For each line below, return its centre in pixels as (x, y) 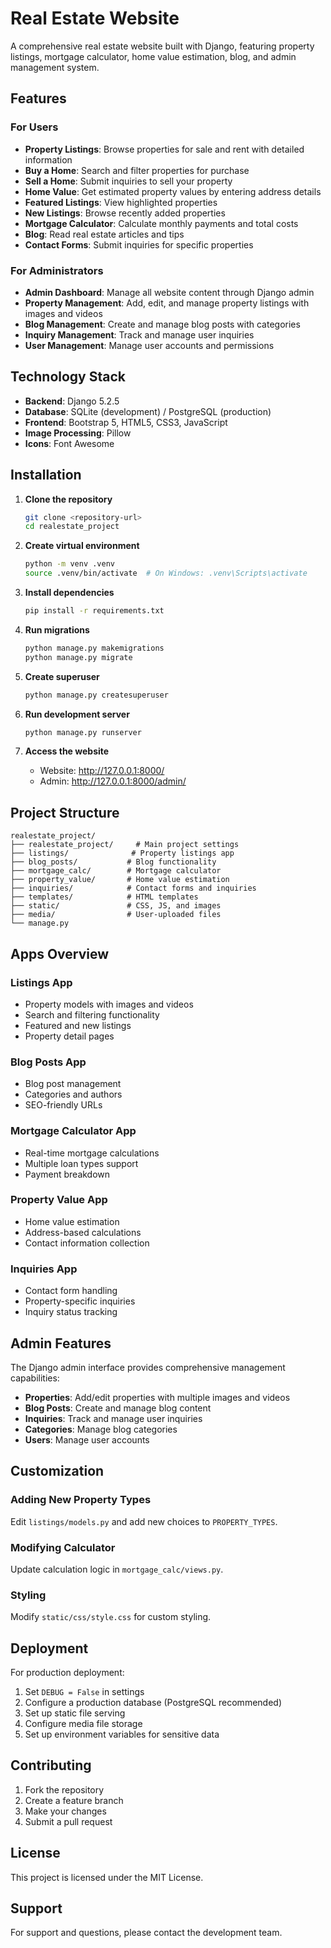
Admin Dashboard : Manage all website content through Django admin (169, 292)
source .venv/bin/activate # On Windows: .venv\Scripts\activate (166, 573)
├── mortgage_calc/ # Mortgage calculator (116, 871)
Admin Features (61, 1343)
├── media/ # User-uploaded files (116, 915)
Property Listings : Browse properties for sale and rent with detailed (164, 149)
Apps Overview (60, 953)
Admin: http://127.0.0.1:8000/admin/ (113, 781)
